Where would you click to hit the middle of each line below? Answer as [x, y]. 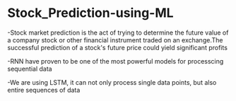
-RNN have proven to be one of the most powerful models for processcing [116, 61]
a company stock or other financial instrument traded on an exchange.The [115, 40]
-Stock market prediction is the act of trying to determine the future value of [118, 32]
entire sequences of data [44, 90]
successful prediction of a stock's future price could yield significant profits [118, 47]
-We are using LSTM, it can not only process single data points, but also [112, 82]
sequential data [30, 69]
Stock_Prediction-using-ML [91, 13]
